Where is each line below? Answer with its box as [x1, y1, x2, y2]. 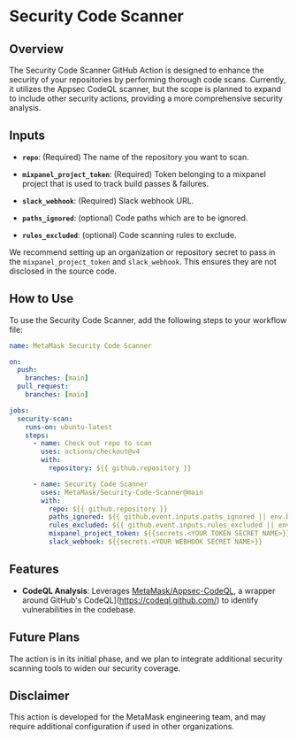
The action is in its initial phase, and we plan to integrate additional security [9, 653, 283, 664]
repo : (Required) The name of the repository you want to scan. [21, 151, 249, 162]
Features [9, 562, 59, 577]
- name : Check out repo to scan [32, 439, 152, 448]
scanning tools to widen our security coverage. [9, 662, 181, 674]
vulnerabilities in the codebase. [21, 604, 136, 614]
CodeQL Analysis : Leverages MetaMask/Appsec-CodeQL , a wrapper [21, 585, 276, 596]
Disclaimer [9, 688, 70, 703]
